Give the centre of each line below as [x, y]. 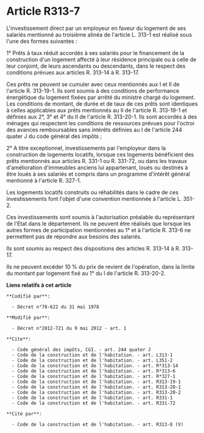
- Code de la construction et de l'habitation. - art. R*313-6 [93, 371]
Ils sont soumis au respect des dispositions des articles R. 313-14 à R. [93, 248]
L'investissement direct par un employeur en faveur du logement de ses [96, 28]
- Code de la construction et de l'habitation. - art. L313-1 [92, 355]
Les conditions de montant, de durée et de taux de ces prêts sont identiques [102, 104]
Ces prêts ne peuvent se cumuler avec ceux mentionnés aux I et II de [93, 84]
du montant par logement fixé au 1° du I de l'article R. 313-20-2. [86, 273]
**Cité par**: [24, 413]
